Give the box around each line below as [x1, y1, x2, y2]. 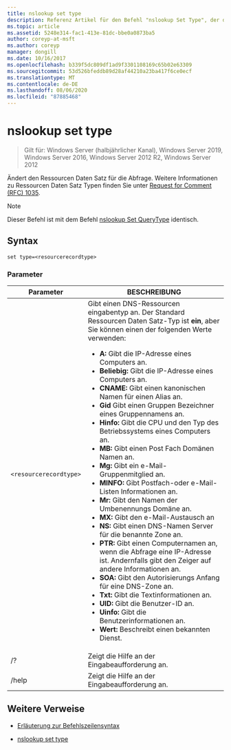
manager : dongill [7, 49, 57, 56]
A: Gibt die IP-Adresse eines [99, 349, 192, 358]
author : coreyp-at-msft [7, 36, 76, 43]
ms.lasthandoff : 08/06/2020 [7, 87, 88, 94]
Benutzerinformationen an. [99, 616, 186, 626]
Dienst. [99, 634, 122, 643]
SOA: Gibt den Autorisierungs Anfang [99, 573, 220, 582]
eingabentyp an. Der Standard [87, 307, 185, 317]
